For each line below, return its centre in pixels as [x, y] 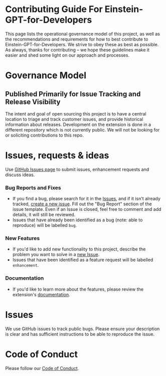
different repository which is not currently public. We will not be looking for [82, 130]
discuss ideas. [20, 175]
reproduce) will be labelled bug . [45, 225]
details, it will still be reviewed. [44, 215]
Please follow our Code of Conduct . [42, 368]
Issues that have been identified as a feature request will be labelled [83, 260]
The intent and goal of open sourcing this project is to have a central [76, 113]
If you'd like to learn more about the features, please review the [78, 289]
